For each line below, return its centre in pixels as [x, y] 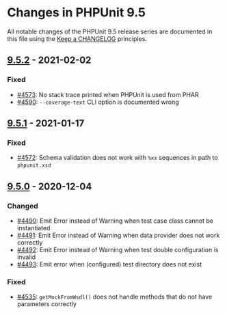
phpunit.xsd [34, 165]
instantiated [34, 228]
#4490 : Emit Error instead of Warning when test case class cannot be [115, 221]
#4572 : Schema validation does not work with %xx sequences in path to [117, 158]
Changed [23, 206]
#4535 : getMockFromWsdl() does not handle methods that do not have [115, 297]
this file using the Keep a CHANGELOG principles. [77, 38]
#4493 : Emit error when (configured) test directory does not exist [109, 264]
